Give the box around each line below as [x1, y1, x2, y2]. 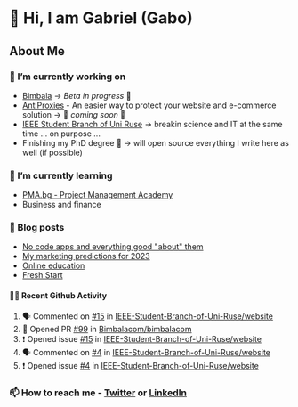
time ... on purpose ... [21, 128, 101, 139]
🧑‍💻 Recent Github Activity [9, 290, 108, 301]
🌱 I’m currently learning [9, 169, 113, 182]
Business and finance [21, 199, 101, 210]
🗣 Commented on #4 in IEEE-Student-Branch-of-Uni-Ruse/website [21, 346, 271, 357]
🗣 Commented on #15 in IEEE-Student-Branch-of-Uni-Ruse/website [21, 311, 274, 322]
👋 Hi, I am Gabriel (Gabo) [9, 8, 193, 28]
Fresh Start [21, 270, 64, 281]
